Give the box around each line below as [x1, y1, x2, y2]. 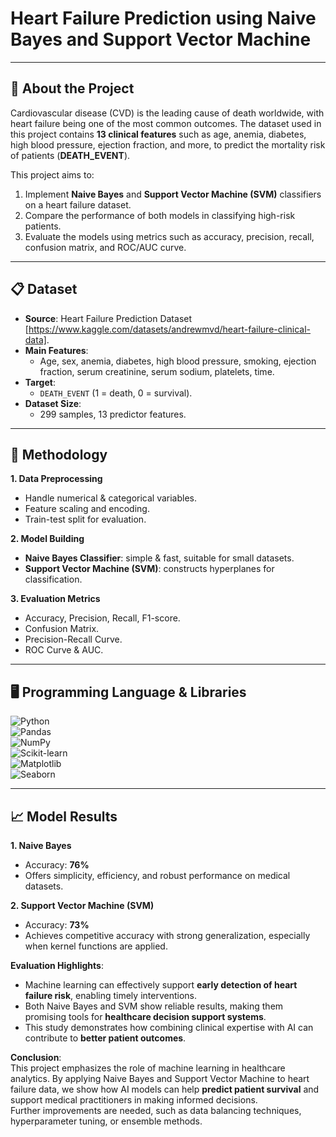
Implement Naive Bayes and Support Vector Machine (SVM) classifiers [24, 188, 322, 200]
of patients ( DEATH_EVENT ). [10, 149, 131, 161]
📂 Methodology [10, 446, 108, 463]
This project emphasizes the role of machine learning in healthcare [10, 1062, 286, 1074]
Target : [24, 376, 56, 388]
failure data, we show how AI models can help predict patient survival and [10, 1083, 320, 1095]
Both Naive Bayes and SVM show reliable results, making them [24, 1000, 284, 1012]
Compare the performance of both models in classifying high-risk [24, 209, 296, 221]
